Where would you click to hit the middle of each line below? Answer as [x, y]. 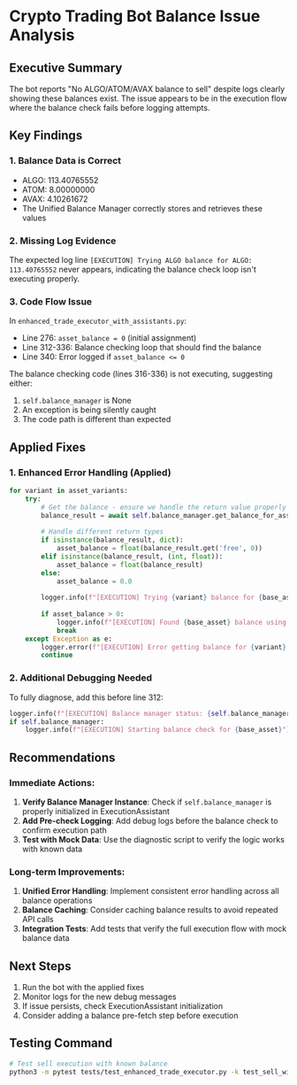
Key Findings [46, 136]
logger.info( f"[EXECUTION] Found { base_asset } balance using [171, 622]
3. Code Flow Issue [51, 301]
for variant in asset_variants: [69, 490]
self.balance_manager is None [77, 401]
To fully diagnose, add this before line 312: [86, 697]
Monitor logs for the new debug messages [99, 997]
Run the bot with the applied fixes [83, 988]
